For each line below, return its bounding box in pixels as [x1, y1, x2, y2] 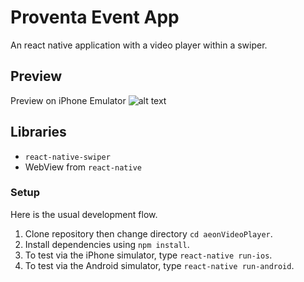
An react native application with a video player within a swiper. [10, 39, 268, 51]
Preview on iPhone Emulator [10, 94, 127, 106]
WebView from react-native [24, 161, 142, 173]
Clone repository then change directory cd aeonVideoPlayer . [24, 227, 273, 240]
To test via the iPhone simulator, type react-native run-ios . [24, 249, 273, 261]
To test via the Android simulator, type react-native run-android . [24, 259, 295, 271]
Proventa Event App [10, 6, 180, 29]
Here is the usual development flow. [10, 208, 158, 220]
